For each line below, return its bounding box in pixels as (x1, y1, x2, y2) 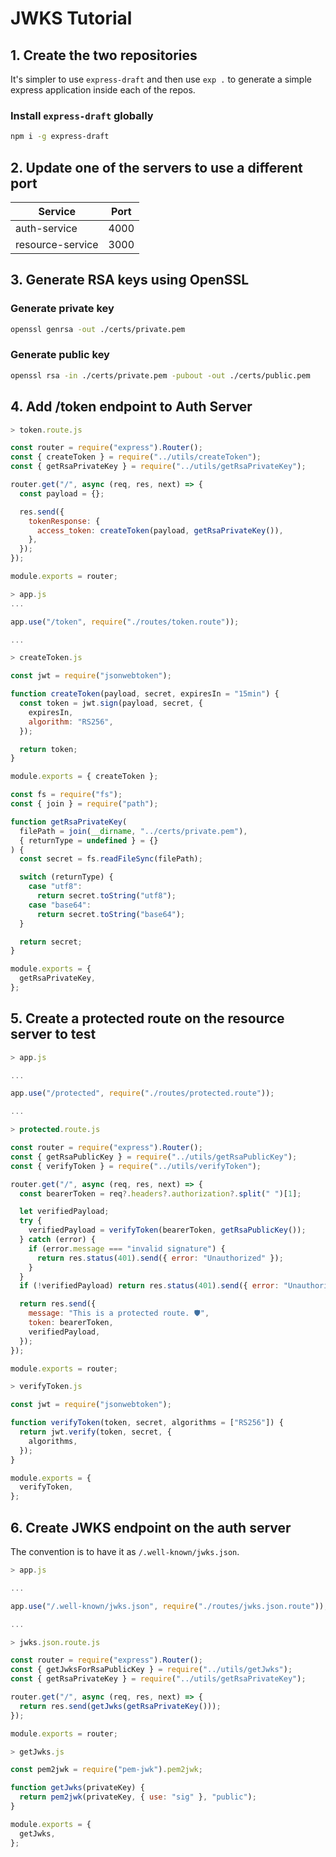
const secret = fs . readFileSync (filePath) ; (19, 854, 203, 864)
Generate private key (10, 302, 115, 316)
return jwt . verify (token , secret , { (19, 1427, 172, 1437)
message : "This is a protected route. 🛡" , (28, 1308, 210, 1319)
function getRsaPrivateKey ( (10, 817, 128, 827)
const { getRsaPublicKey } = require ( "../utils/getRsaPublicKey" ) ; (10, 1152, 298, 1162)
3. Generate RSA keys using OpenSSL (10, 272, 250, 289)
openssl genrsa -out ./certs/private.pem (10, 324, 186, 334)
